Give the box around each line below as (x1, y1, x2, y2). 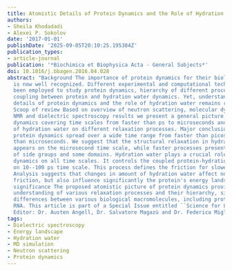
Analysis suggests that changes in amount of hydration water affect (13, 170, 217, 177)
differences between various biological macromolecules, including (13, 196, 212, 203)
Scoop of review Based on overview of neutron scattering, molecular (13, 106, 217, 113)
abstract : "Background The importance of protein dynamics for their (7, 74, 212, 81)
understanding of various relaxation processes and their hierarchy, (13, 190, 217, 197)
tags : (7, 215, 23, 222)
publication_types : (7, 49, 64, 56)
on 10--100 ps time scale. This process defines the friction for (13, 163, 209, 171)
